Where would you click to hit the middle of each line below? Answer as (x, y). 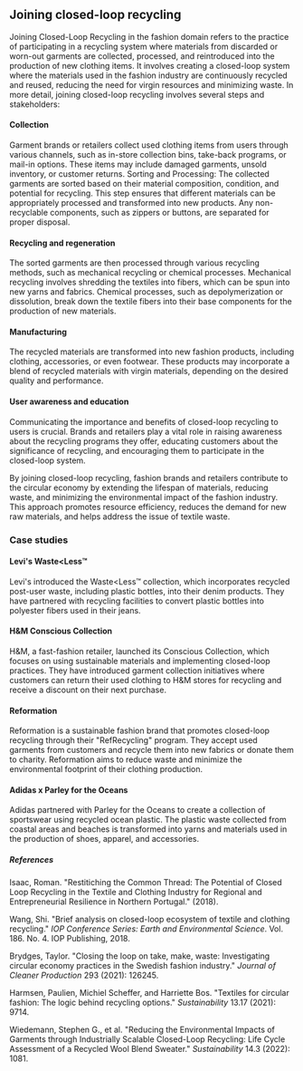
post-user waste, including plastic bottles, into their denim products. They (147, 591)
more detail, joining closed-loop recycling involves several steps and (137, 94)
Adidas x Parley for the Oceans (69, 790)
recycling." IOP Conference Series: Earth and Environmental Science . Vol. (146, 929)
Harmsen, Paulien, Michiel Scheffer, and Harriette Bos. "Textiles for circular (149, 993)
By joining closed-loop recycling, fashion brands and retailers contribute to (149, 478)
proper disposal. (40, 222)
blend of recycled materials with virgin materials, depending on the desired (149, 371)
